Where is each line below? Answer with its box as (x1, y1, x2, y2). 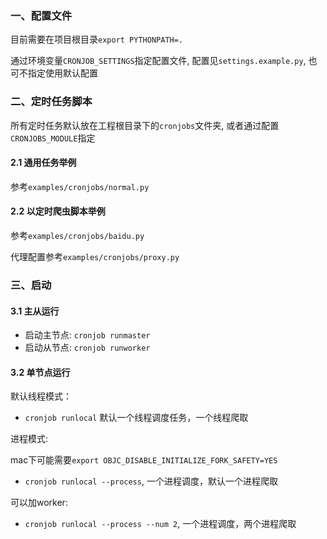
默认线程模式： (10, 390, 72, 402)
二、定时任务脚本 (10, 95, 93, 109)
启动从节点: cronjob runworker (24, 342, 151, 354)
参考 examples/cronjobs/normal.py (10, 180, 150, 192)
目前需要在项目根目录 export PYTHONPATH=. (10, 33, 184, 46)
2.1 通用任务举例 (10, 157, 77, 169)
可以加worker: (10, 497, 68, 509)
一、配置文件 (10, 8, 73, 22)
